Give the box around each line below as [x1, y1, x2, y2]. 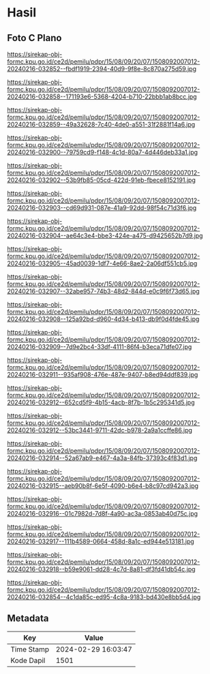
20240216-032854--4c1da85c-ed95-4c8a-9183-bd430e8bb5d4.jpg [7, 593, 201, 601]
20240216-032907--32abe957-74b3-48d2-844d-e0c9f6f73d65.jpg [7, 287, 200, 295]
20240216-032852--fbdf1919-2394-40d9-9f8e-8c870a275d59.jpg [7, 65, 196, 73]
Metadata [7, 612, 49, 624]
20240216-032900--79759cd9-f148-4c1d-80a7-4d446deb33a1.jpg [7, 148, 198, 156]
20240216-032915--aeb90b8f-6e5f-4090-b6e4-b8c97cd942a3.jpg [7, 482, 199, 490]
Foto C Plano [7, 32, 62, 44]
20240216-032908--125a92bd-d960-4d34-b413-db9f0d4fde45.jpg [7, 315, 200, 323]
